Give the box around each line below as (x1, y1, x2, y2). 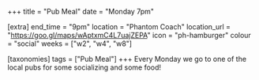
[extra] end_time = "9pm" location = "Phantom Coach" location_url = (7, 22, 231, 31)
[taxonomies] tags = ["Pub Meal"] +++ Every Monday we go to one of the (7, 55, 246, 63)
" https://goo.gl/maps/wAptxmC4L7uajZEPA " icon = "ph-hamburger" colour (7, 31, 252, 40)
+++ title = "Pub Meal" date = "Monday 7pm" (7, 7, 155, 16)
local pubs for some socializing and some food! (7, 63, 162, 72)
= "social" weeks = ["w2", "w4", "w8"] (7, 39, 132, 48)
